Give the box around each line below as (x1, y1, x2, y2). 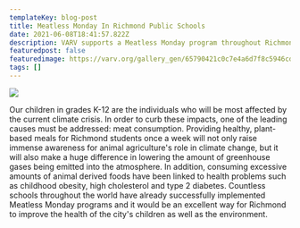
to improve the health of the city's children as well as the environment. (9, 208, 268, 219)
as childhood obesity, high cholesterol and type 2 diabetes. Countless (9, 180, 266, 190)
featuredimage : (9, 55, 66, 63)
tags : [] (9, 63, 42, 72)
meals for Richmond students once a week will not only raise (34, 132, 257, 143)
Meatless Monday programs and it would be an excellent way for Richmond (9, 198, 287, 210)
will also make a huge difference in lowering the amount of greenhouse (9, 151, 271, 162)
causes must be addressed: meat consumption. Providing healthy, (9, 122, 253, 134)
